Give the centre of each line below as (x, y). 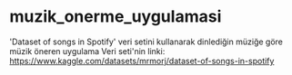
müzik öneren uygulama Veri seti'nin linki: (87, 51)
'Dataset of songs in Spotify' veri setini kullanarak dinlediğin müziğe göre (146, 42)
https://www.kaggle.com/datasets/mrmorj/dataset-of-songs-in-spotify (142, 61)
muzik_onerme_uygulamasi (116, 17)
